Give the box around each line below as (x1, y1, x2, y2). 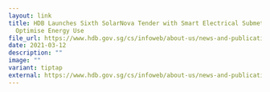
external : (8, 71, 42, 79)
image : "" (8, 57, 42, 65)
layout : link (8, 11, 52, 20)
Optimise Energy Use (15, 26, 84, 34)
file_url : (8, 34, 42, 42)
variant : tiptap (8, 64, 63, 72)
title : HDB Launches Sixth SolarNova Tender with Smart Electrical (8, 19, 239, 27)
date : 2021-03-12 (8, 42, 67, 50)
